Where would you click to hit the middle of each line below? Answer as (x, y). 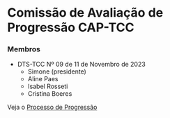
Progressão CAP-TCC (71, 27)
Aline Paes (43, 79)
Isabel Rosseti (48, 86)
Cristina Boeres (50, 94)
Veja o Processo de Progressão (52, 107)
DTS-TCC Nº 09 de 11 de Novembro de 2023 (82, 65)
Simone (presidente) (57, 71)
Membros (24, 49)
